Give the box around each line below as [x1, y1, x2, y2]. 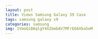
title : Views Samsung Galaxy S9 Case [5, 12, 86, 17]
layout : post [5, 7, 33, 13]
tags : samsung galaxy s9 [5, 17, 58, 22]
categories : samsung [5, 21, 50, 27]
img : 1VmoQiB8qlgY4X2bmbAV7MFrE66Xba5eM [5, 26, 93, 31]
